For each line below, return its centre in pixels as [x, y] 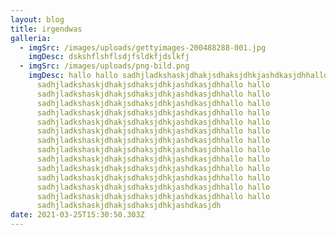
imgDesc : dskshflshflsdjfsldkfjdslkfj [109, 57]
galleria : [31, 38]
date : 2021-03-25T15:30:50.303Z [77, 215]
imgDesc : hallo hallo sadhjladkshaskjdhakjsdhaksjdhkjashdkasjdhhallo [178, 76]
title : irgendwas [46, 29]
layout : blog [37, 19]
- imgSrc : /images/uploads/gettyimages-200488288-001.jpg [143, 47]
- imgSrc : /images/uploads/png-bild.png [104, 66]
